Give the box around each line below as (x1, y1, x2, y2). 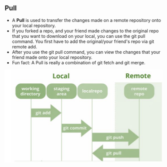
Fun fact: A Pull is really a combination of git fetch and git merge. (11, 59, 145, 65)
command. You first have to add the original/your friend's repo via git (11, 38, 154, 44)
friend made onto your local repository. (11, 54, 93, 60)
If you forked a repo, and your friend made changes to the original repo (11, 27, 159, 34)
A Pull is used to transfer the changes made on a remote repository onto (11, 17, 161, 23)
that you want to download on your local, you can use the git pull (11, 33, 145, 39)
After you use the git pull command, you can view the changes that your (11, 49, 160, 55)
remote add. (11, 43, 37, 49)
